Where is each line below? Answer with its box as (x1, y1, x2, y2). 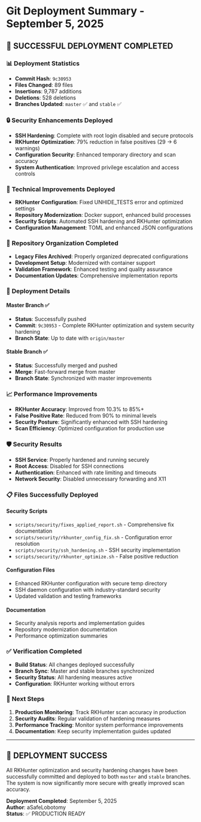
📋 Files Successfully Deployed (6, 490, 99, 498)
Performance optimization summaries (14, 632, 108, 639)
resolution (14, 540, 40, 547)
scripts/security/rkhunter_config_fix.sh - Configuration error (14, 533, 172, 540)
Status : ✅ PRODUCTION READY (6, 810, 86, 817)
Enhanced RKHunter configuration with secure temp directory (14, 580, 167, 587)
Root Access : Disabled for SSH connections (14, 463, 124, 470)
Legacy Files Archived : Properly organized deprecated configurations (14, 253, 188, 260)
